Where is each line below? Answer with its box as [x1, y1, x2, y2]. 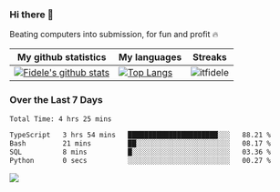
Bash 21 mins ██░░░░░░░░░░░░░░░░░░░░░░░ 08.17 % [9, 139, 272, 148]
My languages [118, 51, 182, 64]
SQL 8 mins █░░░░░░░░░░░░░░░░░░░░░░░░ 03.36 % [9, 147, 272, 157]
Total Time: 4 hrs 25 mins [9, 114, 112, 124]
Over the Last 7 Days [9, 94, 103, 106]
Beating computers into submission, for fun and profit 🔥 [9, 29, 219, 40]
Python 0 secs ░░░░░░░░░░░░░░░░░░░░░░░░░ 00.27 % [9, 157, 272, 166]
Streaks [192, 51, 227, 64]
